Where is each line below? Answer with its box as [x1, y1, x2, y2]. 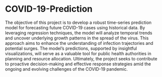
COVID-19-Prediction [5, 3, 93, 15]
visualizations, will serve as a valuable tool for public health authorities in [5, 50, 151, 57]
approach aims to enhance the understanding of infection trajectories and [5, 40, 154, 46]
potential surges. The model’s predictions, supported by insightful [5, 45, 137, 51]
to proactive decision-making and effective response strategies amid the [5, 61, 151, 67]
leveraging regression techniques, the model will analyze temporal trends [5, 30, 153, 36]
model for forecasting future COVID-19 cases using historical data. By [5, 24, 145, 30]
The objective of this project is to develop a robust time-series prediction [5, 19, 152, 25]
